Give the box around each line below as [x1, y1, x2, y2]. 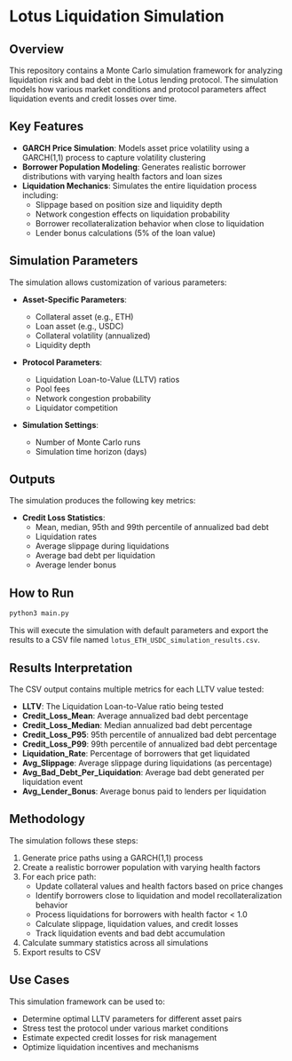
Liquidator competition [35, 402, 118, 413]
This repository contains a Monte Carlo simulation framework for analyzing [9, 65, 283, 75]
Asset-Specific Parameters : [21, 294, 127, 305]
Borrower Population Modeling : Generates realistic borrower [21, 162, 247, 172]
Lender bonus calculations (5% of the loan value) [35, 227, 216, 238]
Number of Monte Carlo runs [35, 437, 141, 447]
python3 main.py [9, 609, 69, 618]
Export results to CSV [21, 946, 101, 957]
